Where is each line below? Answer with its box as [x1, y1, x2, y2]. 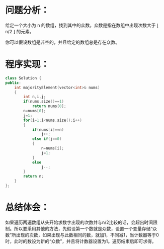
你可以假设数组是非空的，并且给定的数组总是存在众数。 [5, 39, 120, 45]
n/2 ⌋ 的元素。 [5, 28, 34, 34]
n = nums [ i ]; [41, 146, 64, 151]
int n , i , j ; [23, 94, 46, 100]
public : [5, 80, 22, 86]
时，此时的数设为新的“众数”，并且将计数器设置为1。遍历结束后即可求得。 [5, 238, 157, 244]
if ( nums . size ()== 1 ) [23, 99, 64, 104]
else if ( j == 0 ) [32, 136, 62, 141]
